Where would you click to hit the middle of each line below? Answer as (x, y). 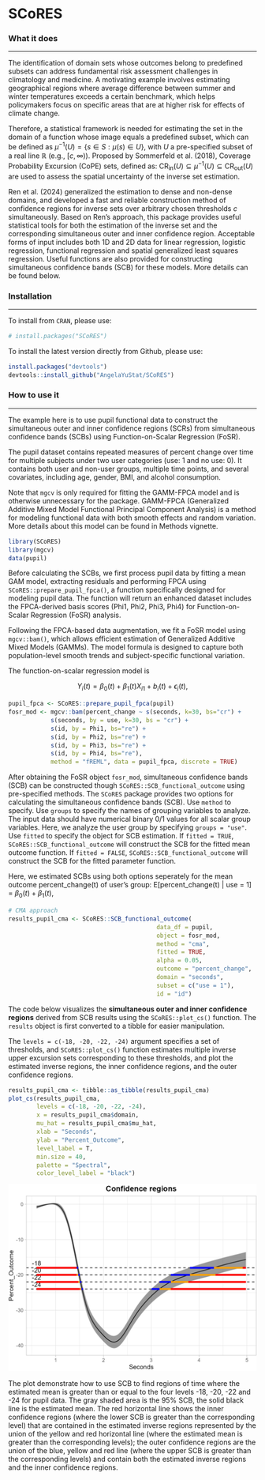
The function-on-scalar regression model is (79, 671)
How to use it (34, 395)
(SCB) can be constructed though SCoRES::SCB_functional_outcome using (127, 785)
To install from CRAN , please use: (60, 320)
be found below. (34, 275)
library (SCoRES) (35, 541)
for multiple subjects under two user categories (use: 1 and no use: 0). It (125, 460)
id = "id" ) (174, 994)
